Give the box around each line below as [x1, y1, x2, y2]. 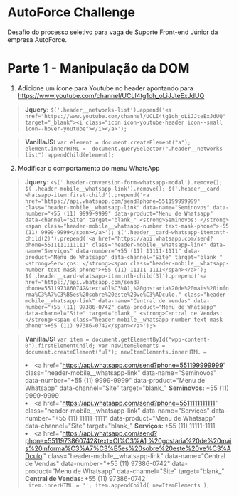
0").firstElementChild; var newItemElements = [24, 342, 166, 349]
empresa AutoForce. [7, 35, 68, 43]
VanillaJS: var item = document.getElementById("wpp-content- [24, 334, 211, 343]
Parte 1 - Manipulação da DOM [7, 60, 190, 77]
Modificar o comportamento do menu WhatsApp [17, 164, 160, 172]
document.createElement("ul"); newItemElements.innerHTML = [24, 348, 207, 356]
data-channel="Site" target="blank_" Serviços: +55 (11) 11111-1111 [24, 421, 216, 430]
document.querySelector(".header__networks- [92, 145, 226, 152]
